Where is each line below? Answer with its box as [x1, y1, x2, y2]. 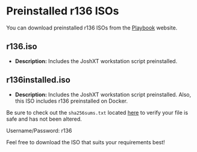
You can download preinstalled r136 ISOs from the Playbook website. [6, 24, 178, 31]
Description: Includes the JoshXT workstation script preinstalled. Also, [14, 91, 192, 98]
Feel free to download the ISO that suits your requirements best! [6, 138, 166, 145]
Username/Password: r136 [6, 127, 72, 134]
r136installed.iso [6, 75, 70, 85]
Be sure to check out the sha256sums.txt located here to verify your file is [6, 109, 189, 116]
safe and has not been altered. [6, 115, 83, 123]
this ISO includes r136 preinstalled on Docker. [14, 97, 128, 105]
